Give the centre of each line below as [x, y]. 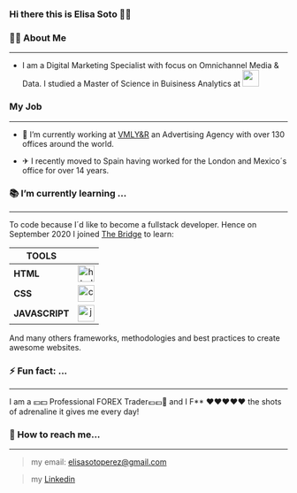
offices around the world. [68, 143]
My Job [26, 107]
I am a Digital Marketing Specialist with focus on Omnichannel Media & [151, 65]
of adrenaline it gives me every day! [74, 412]
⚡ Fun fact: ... [38, 371]
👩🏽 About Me [38, 37]
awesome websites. [46, 347]
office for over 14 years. [65, 170]
